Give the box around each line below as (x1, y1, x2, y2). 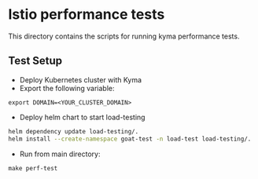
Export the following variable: (19, 83, 115, 93)
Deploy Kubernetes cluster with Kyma (19, 75, 142, 84)
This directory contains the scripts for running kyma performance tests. (8, 31, 240, 41)
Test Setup (8, 54, 63, 68)
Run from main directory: (19, 149, 101, 159)
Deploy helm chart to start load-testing (19, 112, 146, 122)
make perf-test (8, 164, 58, 172)
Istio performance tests (8, 5, 165, 24)
